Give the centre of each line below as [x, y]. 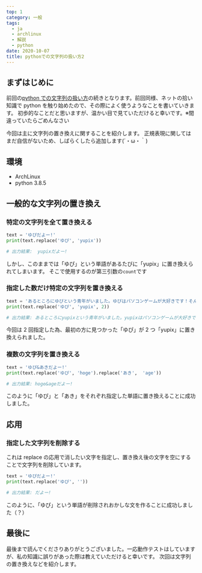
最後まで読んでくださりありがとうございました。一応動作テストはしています [101, 549]
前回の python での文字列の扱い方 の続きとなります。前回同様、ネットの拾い [100, 98]
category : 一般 [24, 17]
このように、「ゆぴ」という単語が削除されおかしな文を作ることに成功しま [97, 505]
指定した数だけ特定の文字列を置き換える [65, 288]
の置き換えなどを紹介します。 [43, 564]
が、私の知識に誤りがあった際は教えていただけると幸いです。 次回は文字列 [99, 556]
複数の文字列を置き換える [43, 355]
